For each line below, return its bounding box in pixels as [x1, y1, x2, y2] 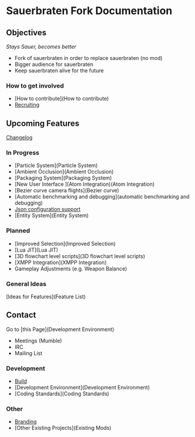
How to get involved [6, 81, 64, 89]
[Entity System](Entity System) [14, 212, 89, 219]
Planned [6, 226, 30, 235]
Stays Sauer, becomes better [6, 43, 76, 50]
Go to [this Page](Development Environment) [6, 325, 114, 333]
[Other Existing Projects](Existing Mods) [14, 425, 112, 432]
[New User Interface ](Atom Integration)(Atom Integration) [14, 181, 155, 188]
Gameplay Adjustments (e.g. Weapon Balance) [14, 265, 128, 272]
